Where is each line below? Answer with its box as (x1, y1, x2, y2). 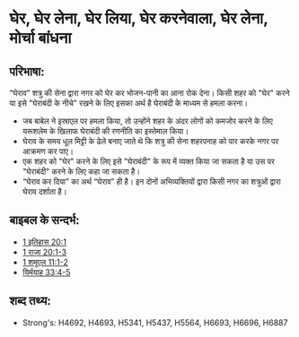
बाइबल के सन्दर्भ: (9, 212, 80, 228)
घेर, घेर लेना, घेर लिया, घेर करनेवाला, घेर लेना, (9, 8, 268, 29)
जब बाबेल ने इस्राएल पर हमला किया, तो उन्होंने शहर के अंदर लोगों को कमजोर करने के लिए (22, 116, 273, 126)
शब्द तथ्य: (9, 293, 51, 308)
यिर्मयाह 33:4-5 (22, 266, 71, 277)
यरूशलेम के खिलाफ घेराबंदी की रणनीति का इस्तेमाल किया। (22, 125, 189, 136)
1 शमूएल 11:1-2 (22, 256, 69, 267)
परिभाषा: (9, 64, 45, 79)
